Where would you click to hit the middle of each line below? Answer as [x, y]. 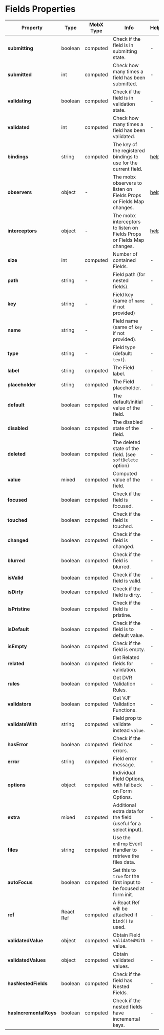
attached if [125, 914]
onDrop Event [128, 843]
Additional [124, 805]
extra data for [128, 811]
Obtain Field [127, 935]
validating [20, 101]
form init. [123, 894]
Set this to [124, 870]
